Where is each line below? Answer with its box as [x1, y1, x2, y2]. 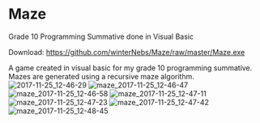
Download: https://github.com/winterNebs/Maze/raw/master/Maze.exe [8, 47, 245, 57]
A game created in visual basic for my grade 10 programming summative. [8, 62, 253, 73]
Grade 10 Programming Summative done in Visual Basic [8, 32, 194, 41]
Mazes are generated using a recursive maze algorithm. [8, 71, 194, 81]
